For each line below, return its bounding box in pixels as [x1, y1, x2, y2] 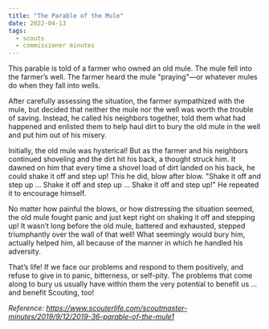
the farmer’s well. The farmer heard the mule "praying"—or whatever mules [8, 72, 259, 82]
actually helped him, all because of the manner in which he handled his [8, 238, 243, 248]
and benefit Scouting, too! [8, 288, 95, 298]
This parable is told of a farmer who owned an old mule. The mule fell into [8, 63, 253, 73]
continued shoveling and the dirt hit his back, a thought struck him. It [8, 154, 236, 164]
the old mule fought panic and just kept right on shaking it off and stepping [8, 213, 255, 222]
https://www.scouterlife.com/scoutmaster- [46, 303, 188, 313]
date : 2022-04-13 [8, 19, 67, 27]
